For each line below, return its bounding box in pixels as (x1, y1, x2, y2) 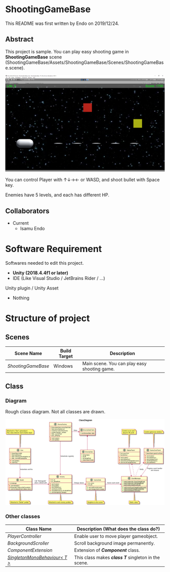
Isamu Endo (20, 226, 45, 232)
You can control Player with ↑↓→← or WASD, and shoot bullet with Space (5, 176, 160, 183)
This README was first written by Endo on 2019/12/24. (5, 20, 119, 26)
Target (58, 353, 73, 359)
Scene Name (14, 350, 42, 356)
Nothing (12, 295, 29, 301)
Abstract (5, 35, 34, 44)
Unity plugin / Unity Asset (5, 285, 59, 291)
